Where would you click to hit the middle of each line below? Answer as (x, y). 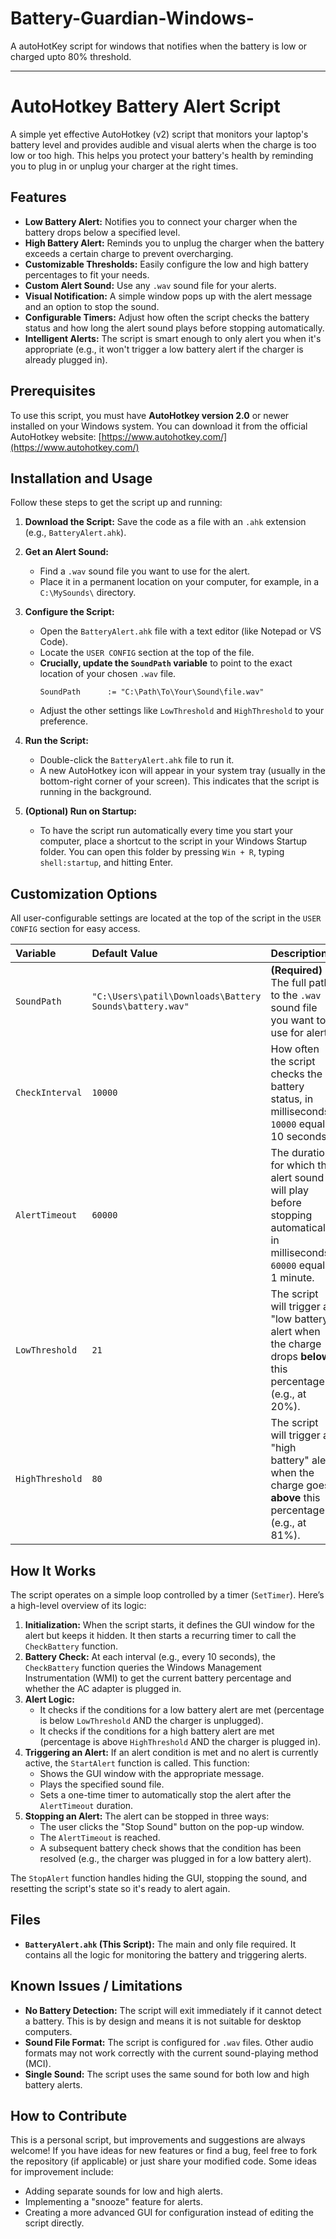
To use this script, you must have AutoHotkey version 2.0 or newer (150, 415)
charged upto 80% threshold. (71, 56)
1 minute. (292, 1278)
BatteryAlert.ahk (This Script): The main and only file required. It (160, 1944)
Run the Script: (56, 741)
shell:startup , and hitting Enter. (106, 863)
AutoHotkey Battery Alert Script (145, 106)
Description (299, 954)
